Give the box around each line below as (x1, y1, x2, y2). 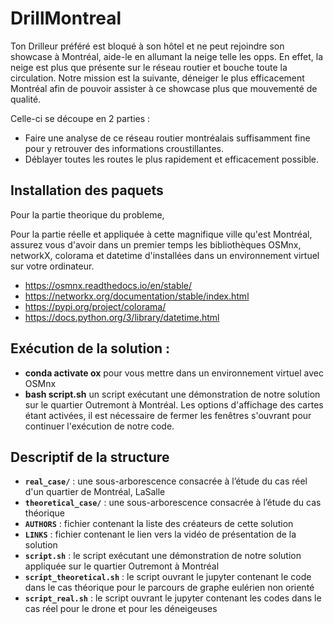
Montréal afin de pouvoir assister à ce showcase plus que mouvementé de (10, 82, 318, 94)
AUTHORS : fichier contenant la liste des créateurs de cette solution (24, 518, 294, 530)
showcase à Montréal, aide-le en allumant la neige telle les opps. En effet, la (10, 50, 323, 62)
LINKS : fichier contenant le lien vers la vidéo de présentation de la (24, 528, 297, 541)
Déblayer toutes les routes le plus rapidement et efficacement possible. (24, 153, 320, 165)
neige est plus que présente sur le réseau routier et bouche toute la (10, 61, 288, 73)
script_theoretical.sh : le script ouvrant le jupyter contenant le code (24, 571, 312, 583)
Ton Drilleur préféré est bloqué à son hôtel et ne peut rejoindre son (10, 40, 285, 52)
